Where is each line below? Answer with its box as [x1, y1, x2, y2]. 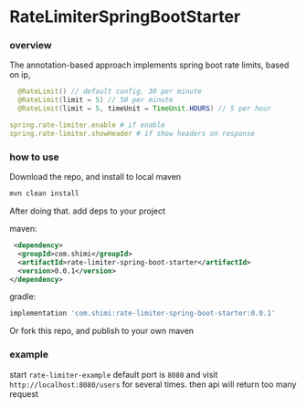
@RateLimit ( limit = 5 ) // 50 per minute [17, 96, 174, 105]
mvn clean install [9, 189, 79, 198]
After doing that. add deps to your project [9, 205, 166, 216]
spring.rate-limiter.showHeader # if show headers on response [9, 129, 256, 138]
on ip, [9, 69, 31, 80]
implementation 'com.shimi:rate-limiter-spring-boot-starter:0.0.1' [9, 308, 276, 318]
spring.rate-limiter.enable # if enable [9, 120, 166, 130]
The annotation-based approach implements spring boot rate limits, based [9, 59, 290, 70]
